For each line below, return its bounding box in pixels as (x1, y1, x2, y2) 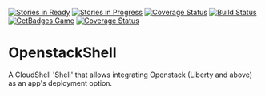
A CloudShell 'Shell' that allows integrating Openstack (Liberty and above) (8, 70, 253, 79)
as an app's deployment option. (8, 78, 113, 87)
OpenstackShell (8, 44, 118, 62)
